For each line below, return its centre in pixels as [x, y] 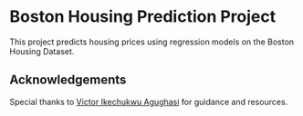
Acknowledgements [68, 80]
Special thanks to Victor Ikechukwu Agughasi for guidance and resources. [149, 101]
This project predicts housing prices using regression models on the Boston [152, 42]
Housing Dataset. [42, 51]
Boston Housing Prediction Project [143, 17]
